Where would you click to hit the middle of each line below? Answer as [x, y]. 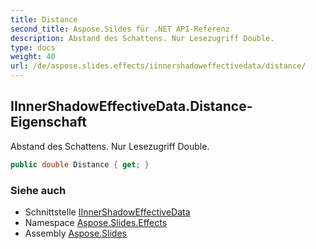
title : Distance [44, 19]
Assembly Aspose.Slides [75, 233]
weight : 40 [33, 57]
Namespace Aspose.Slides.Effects [96, 222]
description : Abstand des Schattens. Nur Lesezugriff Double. [142, 38]
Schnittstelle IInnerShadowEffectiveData [107, 212]
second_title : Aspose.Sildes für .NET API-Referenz [120, 29]
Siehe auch [38, 190]
